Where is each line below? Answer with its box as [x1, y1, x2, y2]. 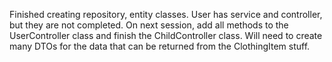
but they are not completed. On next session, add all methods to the [9, 19, 289, 31]
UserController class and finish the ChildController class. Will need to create [9, 30, 323, 41]
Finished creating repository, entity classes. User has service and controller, [9, 9, 323, 20]
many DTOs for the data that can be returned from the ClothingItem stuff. [9, 40, 311, 52]
